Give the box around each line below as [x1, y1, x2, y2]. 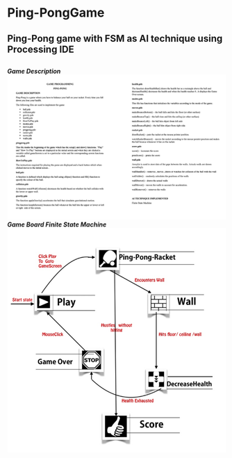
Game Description [7, 67, 61, 75]
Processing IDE [7, 43, 74, 55]
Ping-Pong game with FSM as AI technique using [7, 33, 223, 44]
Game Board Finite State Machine [7, 220, 107, 229]
